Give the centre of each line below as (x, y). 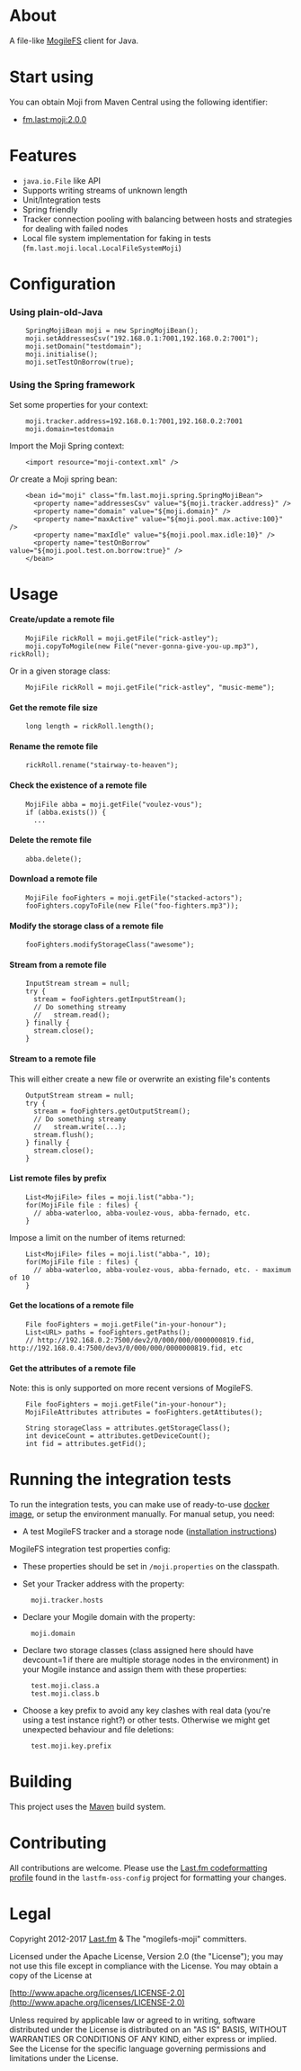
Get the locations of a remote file (72, 1306)
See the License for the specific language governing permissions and (138, 2048)
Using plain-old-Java (56, 312)
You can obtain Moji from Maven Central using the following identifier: (138, 102)
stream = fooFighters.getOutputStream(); (112, 1111)
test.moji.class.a (65, 1686)
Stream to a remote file (53, 1058)
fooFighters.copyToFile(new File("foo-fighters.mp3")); (133, 906)
